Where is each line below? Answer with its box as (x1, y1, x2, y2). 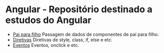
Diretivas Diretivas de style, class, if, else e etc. (12, 37, 113, 43)
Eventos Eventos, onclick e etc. (12, 42, 79, 48)
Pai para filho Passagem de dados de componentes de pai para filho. (12, 31, 159, 37)
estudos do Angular (5, 14, 92, 26)
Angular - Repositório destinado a (5, 4, 153, 15)
